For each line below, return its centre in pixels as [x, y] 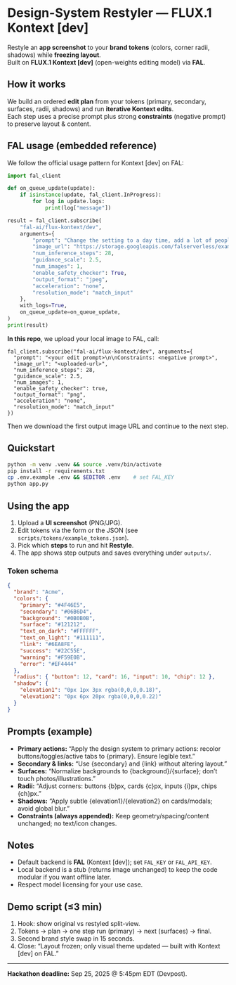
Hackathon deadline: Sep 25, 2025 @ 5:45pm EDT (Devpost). [97, 974]
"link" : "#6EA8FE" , [48, 645]
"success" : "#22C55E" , [53, 651]
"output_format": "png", [50, 394]
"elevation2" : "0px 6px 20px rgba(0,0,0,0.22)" [91, 697]
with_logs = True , [44, 306]
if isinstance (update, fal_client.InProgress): [91, 195]
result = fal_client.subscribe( [54, 220]
